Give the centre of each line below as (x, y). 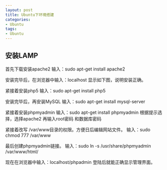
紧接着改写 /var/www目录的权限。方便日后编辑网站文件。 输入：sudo (78, 129)
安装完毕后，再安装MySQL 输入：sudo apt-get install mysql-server (75, 101)
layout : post (19, 10)
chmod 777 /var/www (28, 135)
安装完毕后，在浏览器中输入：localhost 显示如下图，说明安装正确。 (76, 80)
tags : (11, 29)
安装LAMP (22, 56)
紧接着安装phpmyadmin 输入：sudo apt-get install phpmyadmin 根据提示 (81, 112)
